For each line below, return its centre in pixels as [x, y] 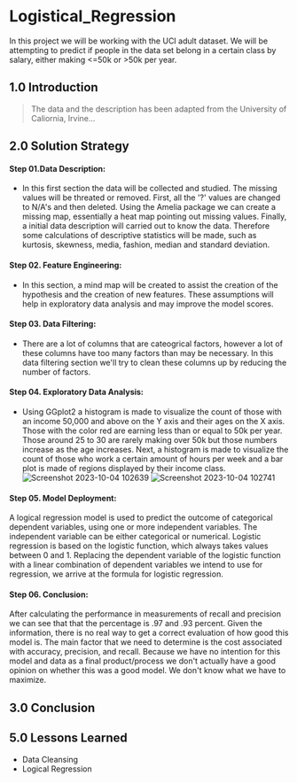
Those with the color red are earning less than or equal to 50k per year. [152, 430]
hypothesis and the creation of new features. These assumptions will [148, 294]
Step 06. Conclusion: [49, 594]
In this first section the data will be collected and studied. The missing [149, 189]
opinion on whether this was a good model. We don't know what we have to [148, 671]
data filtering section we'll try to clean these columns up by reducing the [154, 362]
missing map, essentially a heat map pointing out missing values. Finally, [154, 217]
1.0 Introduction [54, 87]
